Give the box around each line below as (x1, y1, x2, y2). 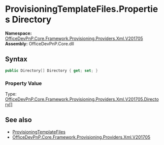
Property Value (5, 80, 42, 87)
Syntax (5, 55, 28, 64)
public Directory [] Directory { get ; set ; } (5, 68, 98, 73)
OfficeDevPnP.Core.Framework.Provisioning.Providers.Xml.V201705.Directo (5, 96, 159, 102)
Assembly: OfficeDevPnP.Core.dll (5, 40, 74, 46)
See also (5, 116, 32, 124)
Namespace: (5, 30, 32, 36)
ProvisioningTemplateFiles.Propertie (5, 3, 159, 15)
